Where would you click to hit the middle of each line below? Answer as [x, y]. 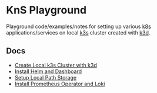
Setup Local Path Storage [46, 77]
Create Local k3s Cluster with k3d [56, 65]
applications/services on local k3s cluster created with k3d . [78, 32]
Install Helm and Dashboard [48, 71]
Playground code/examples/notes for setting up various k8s [78, 26]
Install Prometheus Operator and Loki [60, 84]
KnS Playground [46, 10]
